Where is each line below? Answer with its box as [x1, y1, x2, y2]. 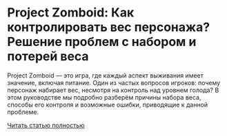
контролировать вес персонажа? [7, 19, 210, 35]
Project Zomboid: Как [7, 5, 135, 21]
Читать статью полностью [7, 121, 85, 129]
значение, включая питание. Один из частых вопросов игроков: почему [7, 78, 221, 87]
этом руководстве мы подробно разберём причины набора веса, [7, 93, 201, 101]
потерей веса [7, 49, 89, 65]
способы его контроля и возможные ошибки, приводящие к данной [7, 100, 208, 109]
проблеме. [7, 108, 39, 116]
